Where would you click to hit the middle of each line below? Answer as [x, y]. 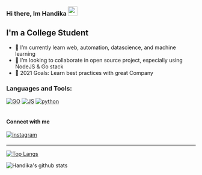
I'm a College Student [47, 33]
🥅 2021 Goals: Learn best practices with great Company [84, 73]
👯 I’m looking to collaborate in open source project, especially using [99, 60]
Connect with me [28, 121]
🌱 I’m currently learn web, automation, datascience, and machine [95, 47]
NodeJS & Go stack [39, 67]
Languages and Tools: [39, 88]
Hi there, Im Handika [37, 13]
